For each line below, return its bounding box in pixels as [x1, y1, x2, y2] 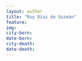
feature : [6, 19, 27, 25]
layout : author [6, 8, 43, 15]
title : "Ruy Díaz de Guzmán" [6, 14, 77, 20]
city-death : [6, 41, 35, 47]
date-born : [6, 35, 33, 41]
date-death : [6, 46, 35, 52]
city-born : [6, 30, 33, 36]
